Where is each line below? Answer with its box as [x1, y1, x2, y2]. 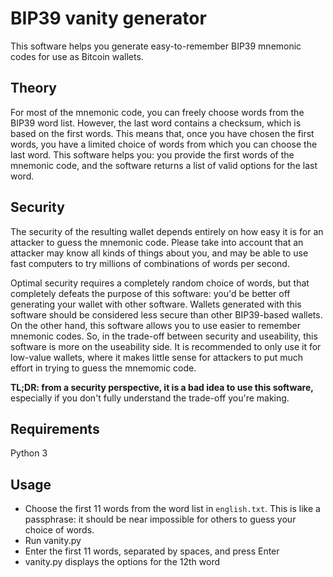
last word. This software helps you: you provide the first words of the [10, 148, 295, 161]
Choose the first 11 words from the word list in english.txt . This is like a [24, 503, 321, 515]
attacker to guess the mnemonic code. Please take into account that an [10, 236, 304, 248]
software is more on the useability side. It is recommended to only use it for [10, 340, 322, 352]
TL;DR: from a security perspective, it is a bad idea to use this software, [10, 381, 314, 393]
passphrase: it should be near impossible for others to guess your [24, 513, 297, 526]
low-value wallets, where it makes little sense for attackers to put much [10, 351, 304, 363]
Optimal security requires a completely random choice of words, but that [10, 277, 310, 289]
